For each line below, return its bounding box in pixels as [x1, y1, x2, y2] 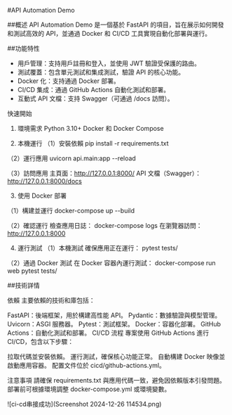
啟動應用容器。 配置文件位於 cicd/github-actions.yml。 [7, 362, 166, 369]
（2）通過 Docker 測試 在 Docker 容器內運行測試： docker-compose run [7, 259, 216, 267]
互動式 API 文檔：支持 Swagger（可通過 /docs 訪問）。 [17, 94, 174, 103]
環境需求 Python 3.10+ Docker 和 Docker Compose [17, 124, 164, 132]
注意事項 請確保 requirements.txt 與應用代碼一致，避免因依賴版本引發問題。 [7, 376, 226, 384]
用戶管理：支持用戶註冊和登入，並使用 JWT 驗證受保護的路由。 [17, 59, 201, 68]
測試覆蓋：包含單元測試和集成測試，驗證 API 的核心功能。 [17, 68, 185, 76]
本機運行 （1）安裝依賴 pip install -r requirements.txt [17, 139, 170, 147]
